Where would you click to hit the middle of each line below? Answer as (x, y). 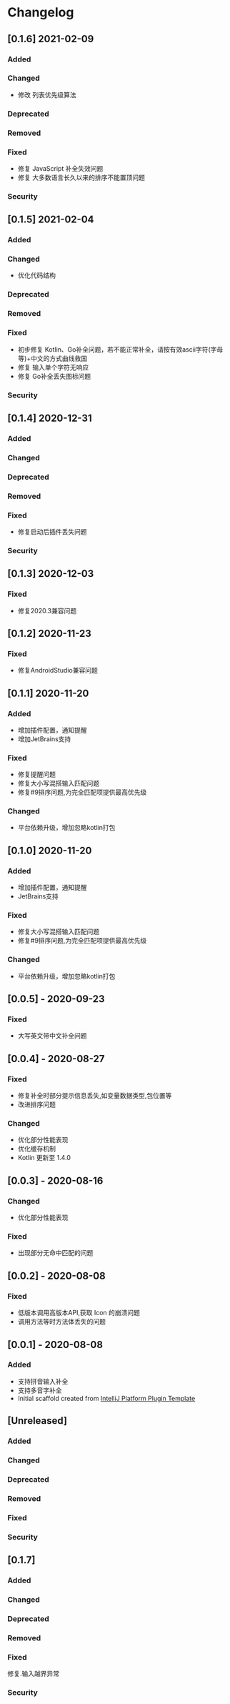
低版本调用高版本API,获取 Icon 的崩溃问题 (79, 1313)
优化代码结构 (36, 275)
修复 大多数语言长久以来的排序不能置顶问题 (81, 177)
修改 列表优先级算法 (47, 94)
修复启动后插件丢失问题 (52, 531)
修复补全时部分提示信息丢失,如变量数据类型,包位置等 (95, 1096)
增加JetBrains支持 (44, 739)
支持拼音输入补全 (43, 1381)
